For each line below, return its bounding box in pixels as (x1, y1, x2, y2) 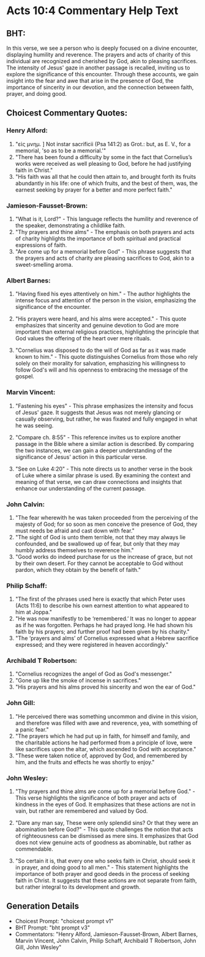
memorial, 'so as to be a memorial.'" (15, 147, 106, 154)
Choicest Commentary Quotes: (6, 108, 128, 119)
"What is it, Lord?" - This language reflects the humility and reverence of (15, 215, 199, 222)
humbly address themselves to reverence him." (15, 546, 135, 553)
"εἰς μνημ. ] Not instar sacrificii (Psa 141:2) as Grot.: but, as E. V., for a (15, 140, 191, 147)
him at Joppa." (15, 609, 52, 616)
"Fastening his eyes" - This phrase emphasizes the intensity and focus (15, 402, 194, 409)
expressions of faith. (15, 241, 67, 249)
